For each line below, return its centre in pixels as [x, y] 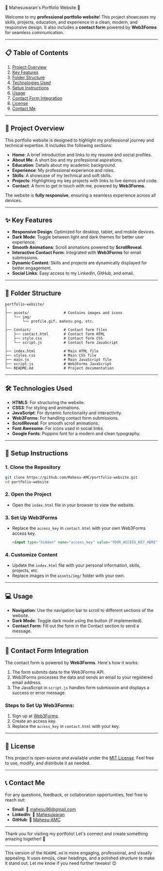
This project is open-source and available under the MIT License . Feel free [80, 758]
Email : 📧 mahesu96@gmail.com [44, 809]
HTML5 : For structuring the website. [48, 403]
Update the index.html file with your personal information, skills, [76, 565]
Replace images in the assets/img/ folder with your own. [68, 576]
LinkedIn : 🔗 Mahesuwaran [38, 814]
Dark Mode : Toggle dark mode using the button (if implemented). [77, 621]
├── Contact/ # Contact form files [56, 330]
